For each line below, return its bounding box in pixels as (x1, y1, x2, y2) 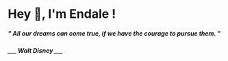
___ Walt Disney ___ (8, 47, 64, 55)
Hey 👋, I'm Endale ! (8, 6, 116, 22)
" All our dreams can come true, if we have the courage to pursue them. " (8, 29, 221, 37)
